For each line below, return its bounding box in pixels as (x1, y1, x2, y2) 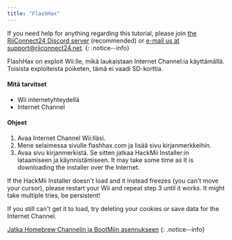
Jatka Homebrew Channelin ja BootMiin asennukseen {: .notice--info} (7, 226, 205, 234)
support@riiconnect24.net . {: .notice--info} (7, 43, 130, 52)
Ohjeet (7, 119, 28, 127)
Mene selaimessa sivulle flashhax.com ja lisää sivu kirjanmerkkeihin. (17, 141, 212, 150)
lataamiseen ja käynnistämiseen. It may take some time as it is (17, 156, 194, 164)
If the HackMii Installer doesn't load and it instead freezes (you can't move (7, 177, 219, 185)
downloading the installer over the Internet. (17, 163, 140, 172)
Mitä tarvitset (7, 80, 47, 88)
